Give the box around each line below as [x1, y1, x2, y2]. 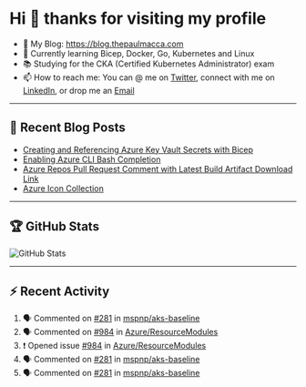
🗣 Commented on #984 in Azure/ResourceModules [22, 327, 219, 338]
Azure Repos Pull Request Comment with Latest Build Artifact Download [22, 163, 293, 174]
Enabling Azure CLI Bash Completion [22, 154, 161, 165]
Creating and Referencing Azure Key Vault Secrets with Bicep [22, 144, 253, 155]
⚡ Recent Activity [9, 283, 110, 299]
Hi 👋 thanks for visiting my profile [9, 8, 267, 29]
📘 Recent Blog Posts [9, 120, 126, 136]
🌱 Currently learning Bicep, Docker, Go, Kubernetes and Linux [22, 47, 255, 58]
